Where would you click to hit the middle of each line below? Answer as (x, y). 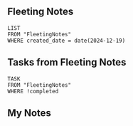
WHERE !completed (33, 91)
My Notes (30, 113)
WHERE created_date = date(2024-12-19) (66, 41)
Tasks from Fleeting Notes (67, 62)
